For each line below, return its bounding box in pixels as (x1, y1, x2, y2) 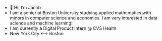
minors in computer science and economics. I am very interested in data (9, 15, 158, 20)
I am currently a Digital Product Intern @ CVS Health (9, 25, 117, 31)
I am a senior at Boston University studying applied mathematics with (9, 10, 151, 16)
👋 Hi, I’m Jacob (9, 5, 41, 10)
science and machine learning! (9, 20, 73, 26)
